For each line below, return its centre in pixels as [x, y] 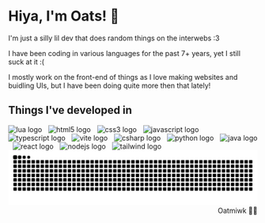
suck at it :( [26, 62]
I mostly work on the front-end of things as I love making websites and [123, 77]
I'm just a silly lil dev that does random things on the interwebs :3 [114, 38]
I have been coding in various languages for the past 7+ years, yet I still [125, 53]
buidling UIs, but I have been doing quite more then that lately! [110, 85]
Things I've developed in [70, 110]
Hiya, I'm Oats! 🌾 [64, 16]
